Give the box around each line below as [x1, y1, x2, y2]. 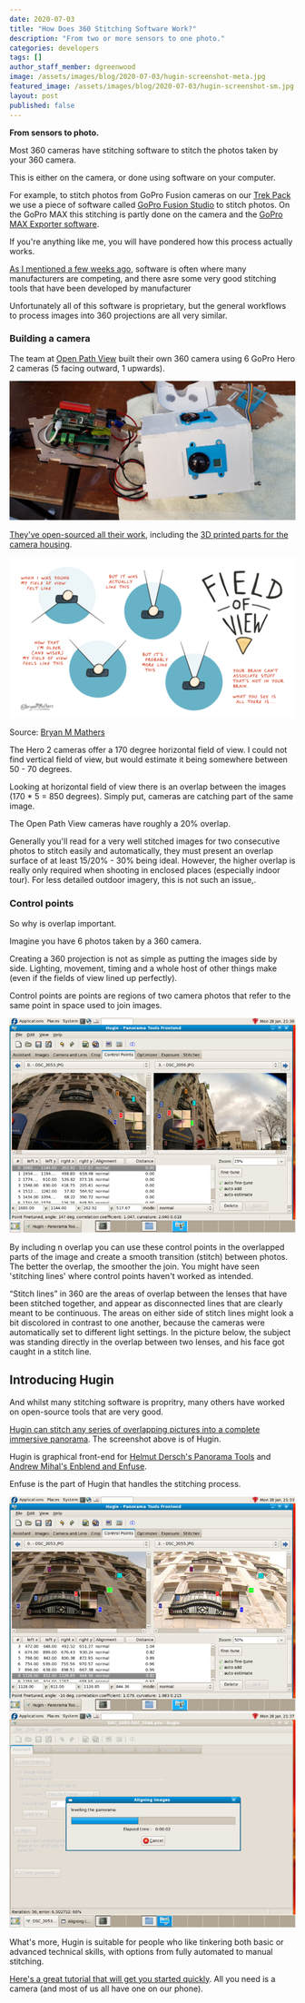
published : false [9, 101, 75, 110]
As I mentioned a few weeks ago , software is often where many [9, 263, 247, 274]
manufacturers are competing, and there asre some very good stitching [9, 273, 277, 283]
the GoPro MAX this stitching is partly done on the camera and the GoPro [9, 209, 283, 220]
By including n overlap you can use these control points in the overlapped [9, 1241, 285, 1253]
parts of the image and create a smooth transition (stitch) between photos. [9, 1251, 289, 1262]
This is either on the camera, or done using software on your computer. [9, 172, 276, 183]
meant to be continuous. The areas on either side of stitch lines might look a [9, 1307, 294, 1318]
